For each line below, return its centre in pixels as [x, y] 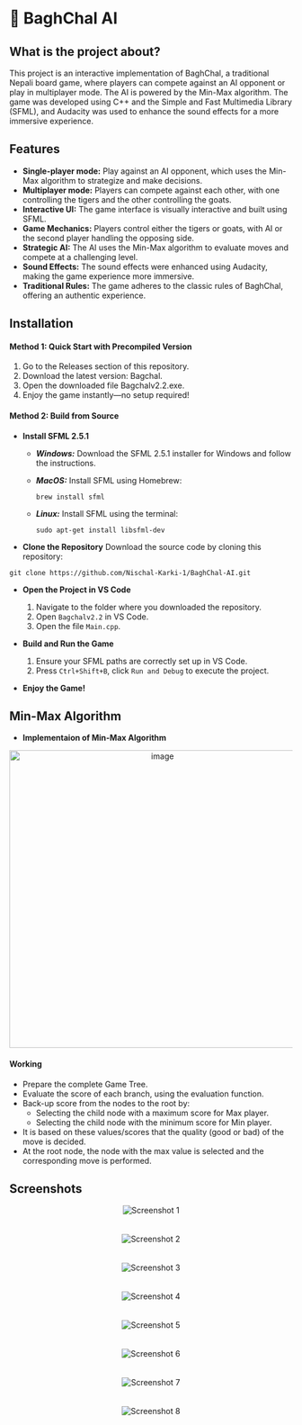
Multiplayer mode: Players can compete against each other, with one [151, 190]
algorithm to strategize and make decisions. [121, 180]
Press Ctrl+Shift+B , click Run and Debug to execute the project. [152, 671]
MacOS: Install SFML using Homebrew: [109, 480]
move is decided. [54, 1141]
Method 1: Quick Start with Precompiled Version [101, 347]
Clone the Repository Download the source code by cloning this [142, 546]
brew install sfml [70, 497]
